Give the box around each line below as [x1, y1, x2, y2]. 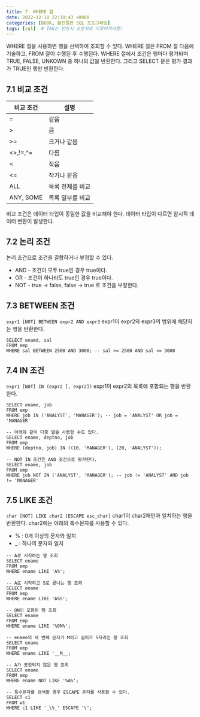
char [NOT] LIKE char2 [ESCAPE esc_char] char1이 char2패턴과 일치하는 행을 [6, 512, 193, 519]
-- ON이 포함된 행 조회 [6, 607, 57, 613]
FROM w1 [6, 700, 26, 706]
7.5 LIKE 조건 [6, 495, 53, 505]
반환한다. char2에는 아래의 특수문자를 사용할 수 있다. [6, 519, 129, 527]
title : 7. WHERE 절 [6, 8, 54, 15]
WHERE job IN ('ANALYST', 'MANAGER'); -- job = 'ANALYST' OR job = [6, 412, 178, 418]
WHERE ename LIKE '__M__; [6, 651, 71, 657]
